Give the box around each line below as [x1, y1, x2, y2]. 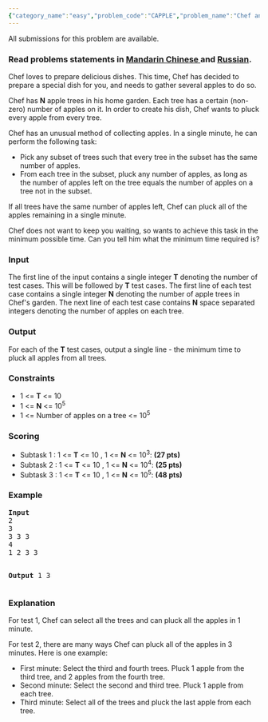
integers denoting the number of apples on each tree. [8, 306, 184, 316]
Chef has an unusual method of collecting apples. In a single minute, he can [8, 128, 258, 138]
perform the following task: [8, 137, 97, 146]
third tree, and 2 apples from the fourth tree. [19, 672, 165, 681]
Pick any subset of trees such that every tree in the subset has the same [19, 152, 258, 162]
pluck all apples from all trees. [8, 353, 108, 362]
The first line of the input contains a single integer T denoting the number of [8, 273, 258, 282]
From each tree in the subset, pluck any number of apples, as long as [19, 169, 248, 178]
